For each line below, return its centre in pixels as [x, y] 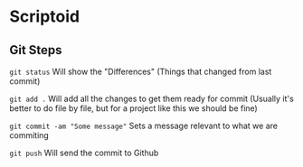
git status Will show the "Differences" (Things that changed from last [141, 71]
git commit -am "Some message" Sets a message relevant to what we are [144, 125]
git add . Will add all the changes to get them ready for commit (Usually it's [151, 98]
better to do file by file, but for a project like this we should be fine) [133, 108]
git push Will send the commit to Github [84, 153]
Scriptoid [44, 17]
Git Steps [36, 50]
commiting [29, 135]
